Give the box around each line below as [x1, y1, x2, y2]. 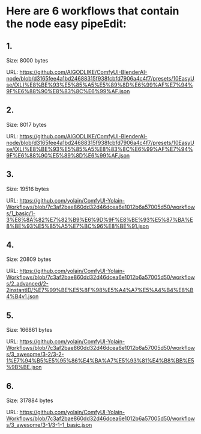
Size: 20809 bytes [6, 255, 52, 263]
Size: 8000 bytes [6, 57, 49, 64]
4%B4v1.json [6, 293, 39, 300]
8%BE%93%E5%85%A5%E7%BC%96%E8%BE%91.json [6, 222, 149, 230]
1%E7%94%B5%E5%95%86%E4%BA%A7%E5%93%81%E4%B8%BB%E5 [6, 357, 194, 364]
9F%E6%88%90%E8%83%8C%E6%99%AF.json [6, 88, 130, 94]
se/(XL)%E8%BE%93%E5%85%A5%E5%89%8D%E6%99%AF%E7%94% [6, 81, 193, 88]
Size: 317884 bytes [6, 397, 53, 404]
